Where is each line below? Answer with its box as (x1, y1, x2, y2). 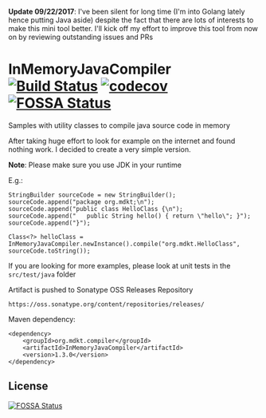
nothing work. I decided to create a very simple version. (8, 144, 191, 154)
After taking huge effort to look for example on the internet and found (8, 136, 236, 145)
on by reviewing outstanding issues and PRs (8, 32, 154, 42)
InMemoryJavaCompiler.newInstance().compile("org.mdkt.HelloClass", (8, 240, 241, 248)
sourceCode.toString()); (8, 247, 91, 255)
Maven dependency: (8, 314, 76, 324)
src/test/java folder (8, 269, 76, 279)
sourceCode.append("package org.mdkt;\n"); (8, 197, 155, 206)
